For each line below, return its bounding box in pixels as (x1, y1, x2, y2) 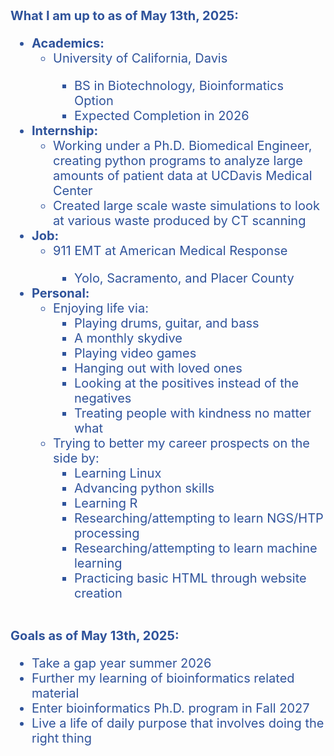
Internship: (31, 123, 99, 139)
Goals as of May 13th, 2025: (10, 628, 180, 644)
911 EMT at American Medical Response (53, 243, 288, 259)
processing (74, 525, 140, 541)
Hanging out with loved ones (74, 360, 243, 376)
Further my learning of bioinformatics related (31, 670, 295, 686)
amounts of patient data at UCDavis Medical (53, 168, 313, 184)
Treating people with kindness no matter (74, 405, 312, 421)
